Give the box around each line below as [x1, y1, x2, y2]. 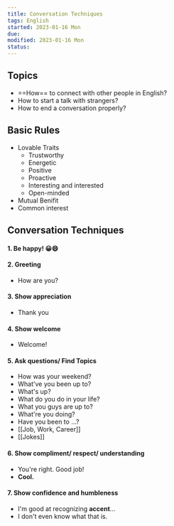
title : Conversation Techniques [7, 10, 103, 18]
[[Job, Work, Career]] [17, 425, 81, 434]
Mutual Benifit [17, 196, 59, 205]
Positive [28, 166, 52, 174]
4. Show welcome [7, 324, 61, 333]
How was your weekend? [17, 372, 92, 381]
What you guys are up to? [17, 402, 94, 411]
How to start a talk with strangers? [17, 96, 119, 104]
